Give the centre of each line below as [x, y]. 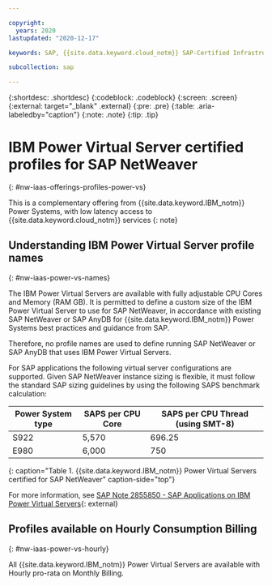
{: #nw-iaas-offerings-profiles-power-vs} [77, 187]
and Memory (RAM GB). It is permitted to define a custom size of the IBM [130, 302]
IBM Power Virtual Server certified [126, 148]
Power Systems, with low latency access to [80, 212]
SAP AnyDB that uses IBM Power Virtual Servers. [90, 352]
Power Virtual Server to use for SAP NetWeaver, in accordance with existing [135, 310]
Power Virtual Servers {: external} [64, 503]
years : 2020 [36, 30]
